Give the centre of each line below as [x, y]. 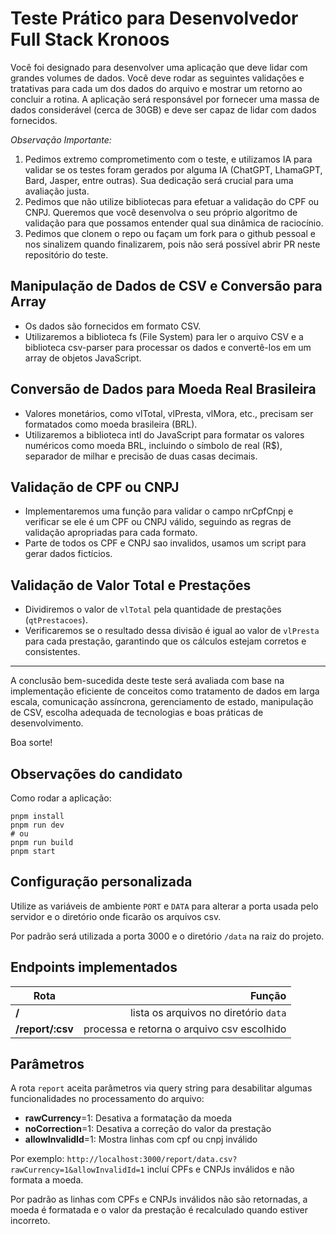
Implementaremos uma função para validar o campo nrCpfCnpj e [159, 511]
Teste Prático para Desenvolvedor [154, 18]
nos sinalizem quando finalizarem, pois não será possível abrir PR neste [172, 244]
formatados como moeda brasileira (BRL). [111, 424]
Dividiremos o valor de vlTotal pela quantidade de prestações [153, 609]
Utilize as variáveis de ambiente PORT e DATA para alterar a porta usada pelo [164, 906]
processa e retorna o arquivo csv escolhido [185, 1029]
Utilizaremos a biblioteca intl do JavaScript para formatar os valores [164, 434]
